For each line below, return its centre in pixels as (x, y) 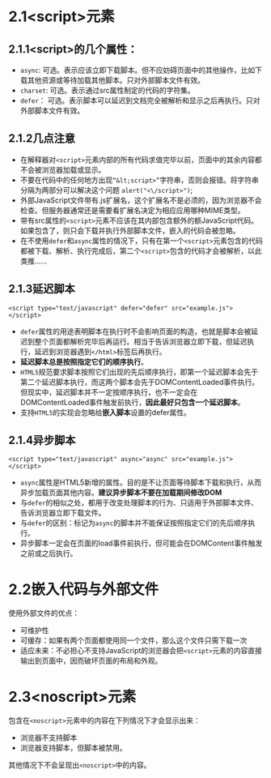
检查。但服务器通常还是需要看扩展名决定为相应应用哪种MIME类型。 (132, 210)
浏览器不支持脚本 (49, 737)
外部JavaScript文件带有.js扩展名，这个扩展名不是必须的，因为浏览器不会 (141, 200)
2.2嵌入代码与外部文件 (84, 589)
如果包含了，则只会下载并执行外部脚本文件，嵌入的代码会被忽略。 (130, 230)
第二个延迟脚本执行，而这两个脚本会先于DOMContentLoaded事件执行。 (140, 382)
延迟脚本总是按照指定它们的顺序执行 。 (84, 361)
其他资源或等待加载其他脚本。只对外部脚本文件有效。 (116, 80)
